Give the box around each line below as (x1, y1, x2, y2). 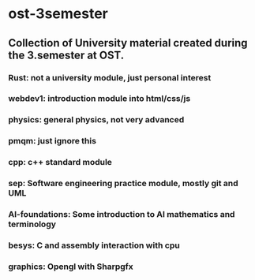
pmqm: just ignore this (8, 136, 97, 147)
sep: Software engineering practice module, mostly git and (8, 178, 238, 189)
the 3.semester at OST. (8, 48, 125, 62)
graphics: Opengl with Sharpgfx (8, 261, 134, 272)
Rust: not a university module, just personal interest (8, 72, 212, 83)
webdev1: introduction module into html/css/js (8, 93, 191, 104)
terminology (8, 218, 57, 230)
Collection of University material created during (8, 36, 248, 50)
